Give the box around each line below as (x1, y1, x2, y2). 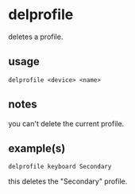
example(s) (8, 142, 66, 155)
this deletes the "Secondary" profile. (8, 177, 128, 186)
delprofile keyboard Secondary (8, 163, 112, 171)
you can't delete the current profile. (8, 118, 125, 128)
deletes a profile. (8, 32, 64, 41)
